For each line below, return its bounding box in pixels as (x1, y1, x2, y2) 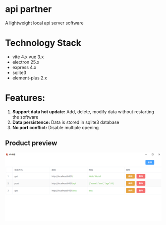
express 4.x (12, 64, 37, 70)
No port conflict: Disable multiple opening (12, 124, 99, 130)
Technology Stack (5, 37, 82, 49)
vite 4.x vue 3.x (12, 54, 44, 60)
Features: (5, 92, 46, 104)
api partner (5, 3, 52, 15)
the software (12, 114, 39, 120)
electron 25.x (12, 59, 40, 65)
